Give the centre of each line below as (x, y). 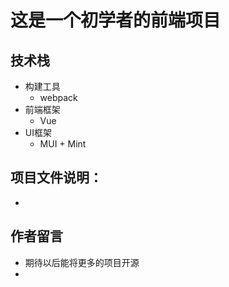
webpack (58, 97)
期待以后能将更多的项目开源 (82, 262)
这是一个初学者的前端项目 (116, 20)
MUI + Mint (63, 144)
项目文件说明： (56, 177)
